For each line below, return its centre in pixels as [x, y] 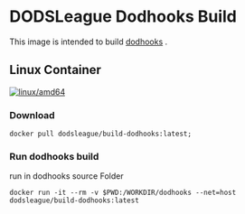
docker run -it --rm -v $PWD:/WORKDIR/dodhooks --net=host [123, 193]
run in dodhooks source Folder [66, 176]
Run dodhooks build [54, 156]
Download [33, 115]
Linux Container [56, 70]
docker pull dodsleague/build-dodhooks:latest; [101, 134]
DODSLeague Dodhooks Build [123, 17]
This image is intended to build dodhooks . [89, 42]
